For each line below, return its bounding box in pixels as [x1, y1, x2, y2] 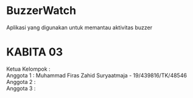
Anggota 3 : [6, 85, 36, 92]
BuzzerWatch [6, 4, 77, 18]
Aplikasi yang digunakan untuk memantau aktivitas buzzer [6, 24, 153, 31]
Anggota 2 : [6, 78, 36, 85]
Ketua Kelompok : [6, 65, 51, 72]
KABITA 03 [6, 45, 63, 59]
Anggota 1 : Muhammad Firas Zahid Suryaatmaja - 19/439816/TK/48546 [6, 71, 188, 79]
